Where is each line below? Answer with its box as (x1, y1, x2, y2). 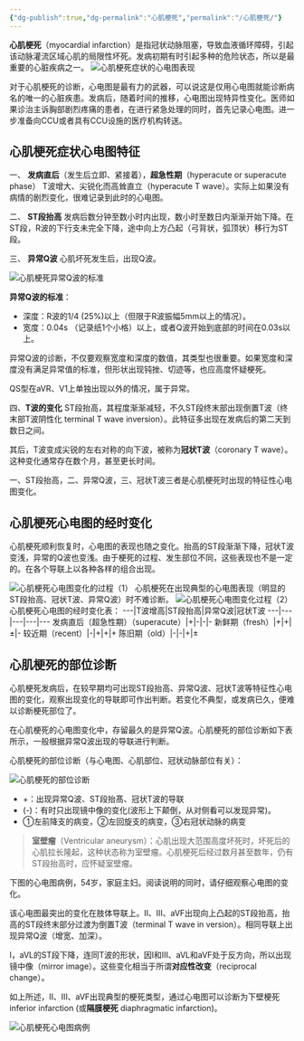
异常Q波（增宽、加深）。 (16, 931, 107, 942)
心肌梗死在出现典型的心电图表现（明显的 (134, 582, 286, 593)
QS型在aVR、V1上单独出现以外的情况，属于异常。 (9, 383, 195, 394)
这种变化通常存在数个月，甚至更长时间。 (9, 456, 160, 467)
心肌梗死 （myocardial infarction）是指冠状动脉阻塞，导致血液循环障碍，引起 (9, 39, 294, 50)
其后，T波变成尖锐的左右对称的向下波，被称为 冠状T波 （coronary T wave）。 (9, 444, 293, 455)
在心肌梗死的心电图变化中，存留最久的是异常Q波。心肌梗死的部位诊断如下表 (9, 724, 293, 735)
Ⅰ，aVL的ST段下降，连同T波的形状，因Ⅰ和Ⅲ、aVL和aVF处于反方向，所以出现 (9, 950, 292, 961)
